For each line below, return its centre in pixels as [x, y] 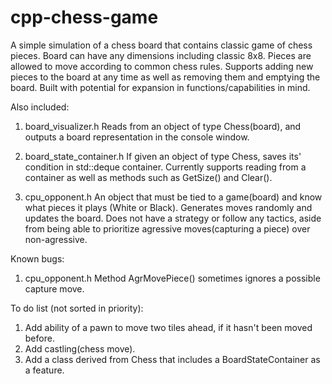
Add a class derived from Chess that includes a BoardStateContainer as [172, 359]
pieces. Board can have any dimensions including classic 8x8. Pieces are [161, 55]
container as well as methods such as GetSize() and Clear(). [148, 177]
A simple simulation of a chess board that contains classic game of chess [161, 45]
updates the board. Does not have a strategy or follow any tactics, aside [173, 218]
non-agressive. [56, 239]
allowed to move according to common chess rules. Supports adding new [162, 66]
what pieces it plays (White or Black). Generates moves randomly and [168, 207]
